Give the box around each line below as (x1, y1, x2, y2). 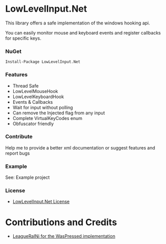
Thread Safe (12, 82, 39, 89)
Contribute (5, 133, 33, 140)
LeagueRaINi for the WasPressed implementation (12, 233, 116, 239)
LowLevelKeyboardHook (12, 94, 64, 100)
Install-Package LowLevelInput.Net (5, 59, 81, 65)
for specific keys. (5, 35, 42, 41)
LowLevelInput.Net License (12, 199, 70, 205)
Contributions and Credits (5, 217, 117, 228)
